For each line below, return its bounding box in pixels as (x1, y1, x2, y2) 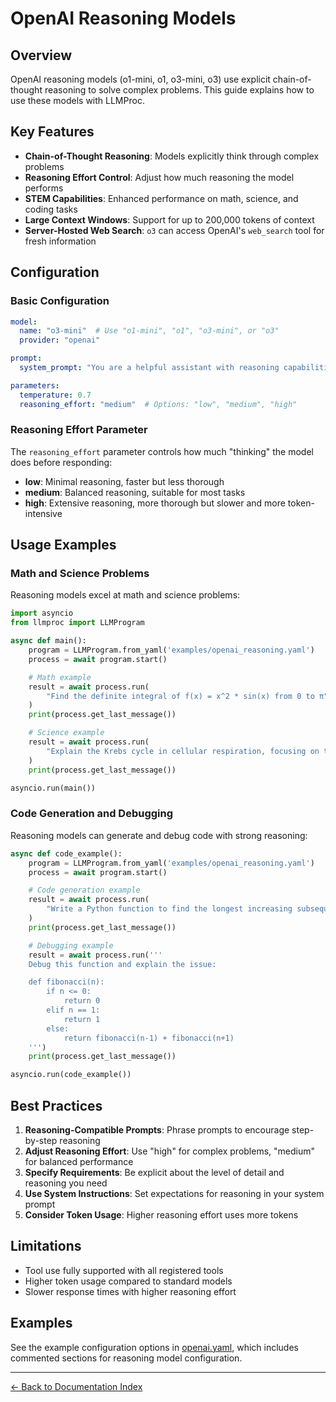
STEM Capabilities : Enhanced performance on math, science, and (24, 192, 299, 204)
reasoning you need (24, 1177, 108, 1189)
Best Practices (10, 1097, 103, 1114)
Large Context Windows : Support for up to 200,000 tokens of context (24, 213, 315, 226)
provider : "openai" (19, 335, 101, 346)
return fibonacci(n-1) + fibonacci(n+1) (63, 1033, 235, 1043)
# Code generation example (28, 885, 141, 896)
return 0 (63, 996, 101, 1006)
